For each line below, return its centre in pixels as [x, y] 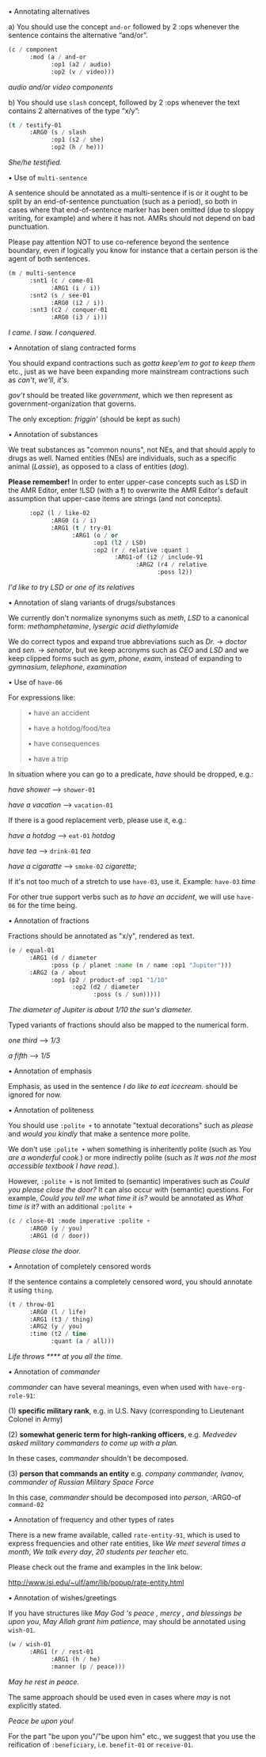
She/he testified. [35, 162]
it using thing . [31, 1290]
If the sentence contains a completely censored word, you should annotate [130, 1281]
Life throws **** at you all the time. [65, 1356]
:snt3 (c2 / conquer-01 [68, 310]
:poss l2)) [175, 572]
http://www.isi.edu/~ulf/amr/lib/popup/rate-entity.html [96, 1582]
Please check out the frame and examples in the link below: [105, 1567]
